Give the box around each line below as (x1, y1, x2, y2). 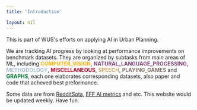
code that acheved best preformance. (6, 78, 99, 86)
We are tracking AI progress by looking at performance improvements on (6, 47, 185, 54)
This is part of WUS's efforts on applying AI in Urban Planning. (6, 36, 159, 43)
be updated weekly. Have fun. (6, 96, 80, 104)
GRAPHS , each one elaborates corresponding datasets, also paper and (6, 73, 180, 80)
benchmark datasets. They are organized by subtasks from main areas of (6, 54, 186, 61)
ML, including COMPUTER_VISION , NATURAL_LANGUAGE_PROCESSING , (6, 60, 189, 67)
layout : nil (6, 19, 36, 26)
